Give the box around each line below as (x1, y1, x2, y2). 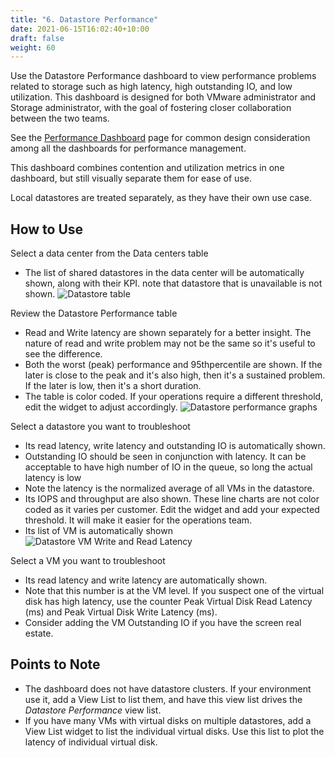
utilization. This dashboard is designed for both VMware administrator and (10, 91, 317, 103)
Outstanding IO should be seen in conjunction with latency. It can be (24, 451, 307, 463)
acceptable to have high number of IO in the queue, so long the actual (24, 461, 313, 473)
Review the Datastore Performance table (10, 307, 178, 320)
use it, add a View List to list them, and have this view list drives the (24, 693, 303, 705)
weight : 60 (10, 42, 56, 53)
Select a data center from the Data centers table (10, 247, 209, 260)
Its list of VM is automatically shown (24, 525, 173, 537)
